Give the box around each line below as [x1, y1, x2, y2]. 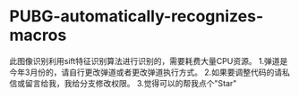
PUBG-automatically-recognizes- [9, 6, 264, 27]
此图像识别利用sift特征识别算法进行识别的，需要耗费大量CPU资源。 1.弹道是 [9, 55, 288, 66]
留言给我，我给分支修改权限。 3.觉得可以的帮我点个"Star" [24, 77, 237, 88]
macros [9, 25, 67, 45]
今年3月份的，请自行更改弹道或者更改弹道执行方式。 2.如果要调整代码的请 [9, 67, 283, 77]
